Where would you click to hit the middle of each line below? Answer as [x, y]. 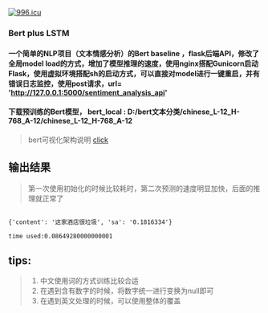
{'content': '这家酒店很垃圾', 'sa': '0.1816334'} [90, 222]
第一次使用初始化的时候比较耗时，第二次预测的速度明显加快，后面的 [140, 188]
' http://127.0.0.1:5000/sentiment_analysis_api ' [88, 92]
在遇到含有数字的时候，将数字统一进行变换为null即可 [127, 291]
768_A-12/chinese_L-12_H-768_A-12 [71, 121]
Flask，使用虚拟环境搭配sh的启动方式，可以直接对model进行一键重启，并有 [134, 73]
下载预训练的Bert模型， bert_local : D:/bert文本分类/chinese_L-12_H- [124, 112]
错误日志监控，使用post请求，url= [65, 83]
